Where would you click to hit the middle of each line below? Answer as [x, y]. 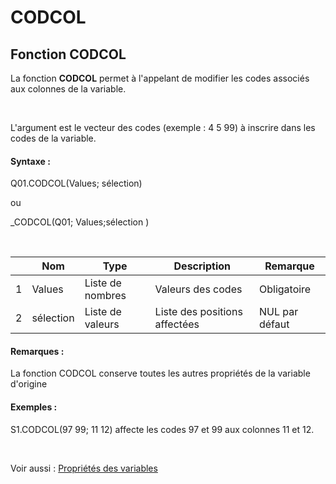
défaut [274, 324]
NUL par [278, 312]
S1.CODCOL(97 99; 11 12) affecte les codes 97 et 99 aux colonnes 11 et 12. [162, 429]
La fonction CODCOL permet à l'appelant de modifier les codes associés [160, 78]
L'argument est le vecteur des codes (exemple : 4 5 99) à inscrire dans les [163, 127]
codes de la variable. [53, 138]
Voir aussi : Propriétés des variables [84, 468]
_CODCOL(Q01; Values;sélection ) [80, 222]
